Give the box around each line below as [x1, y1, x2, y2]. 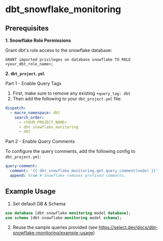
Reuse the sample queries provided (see [12, 224, 98, 230]
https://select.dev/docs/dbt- [98, 224, 158, 230]
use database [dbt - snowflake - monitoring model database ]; [5, 210, 131, 216]
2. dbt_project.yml [5, 70, 45, 76]
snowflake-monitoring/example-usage [12, 230, 93, 236]
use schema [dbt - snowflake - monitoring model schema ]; [5, 215, 122, 220]
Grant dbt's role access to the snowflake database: [5, 47, 113, 53]
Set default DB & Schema [12, 200, 66, 207]
